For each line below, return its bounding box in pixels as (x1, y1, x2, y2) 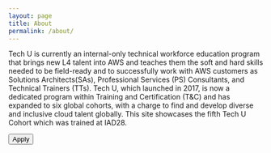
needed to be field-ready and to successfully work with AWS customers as (8, 66, 258, 76)
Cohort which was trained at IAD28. (8, 118, 128, 128)
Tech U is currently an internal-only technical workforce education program (8, 49, 260, 59)
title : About (8, 19, 53, 28)
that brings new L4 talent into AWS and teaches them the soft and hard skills (8, 57, 264, 67)
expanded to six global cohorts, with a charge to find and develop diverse (8, 100, 254, 110)
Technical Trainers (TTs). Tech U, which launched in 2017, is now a (8, 83, 231, 93)
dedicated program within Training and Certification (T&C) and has (8, 92, 231, 102)
